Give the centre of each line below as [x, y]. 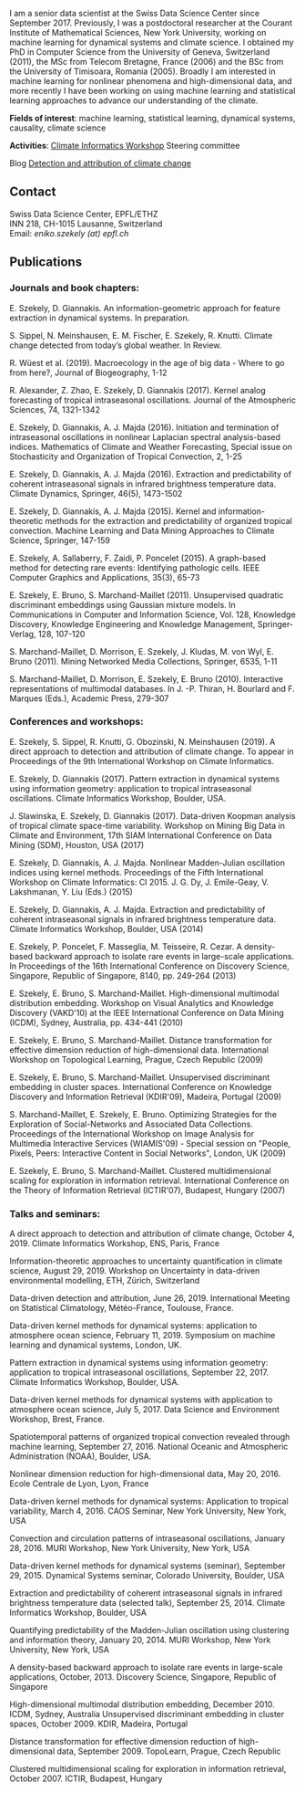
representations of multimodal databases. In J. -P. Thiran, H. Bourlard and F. [152, 688]
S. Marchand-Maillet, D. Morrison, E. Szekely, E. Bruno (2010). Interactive [147, 678]
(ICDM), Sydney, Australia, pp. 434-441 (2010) [97, 1022]
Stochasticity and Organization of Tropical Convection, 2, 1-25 [126, 456]
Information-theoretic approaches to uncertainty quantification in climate [146, 1261]
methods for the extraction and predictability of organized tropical [169, 520]
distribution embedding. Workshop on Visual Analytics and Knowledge [142, 1002]
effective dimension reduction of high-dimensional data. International [139, 1050]
